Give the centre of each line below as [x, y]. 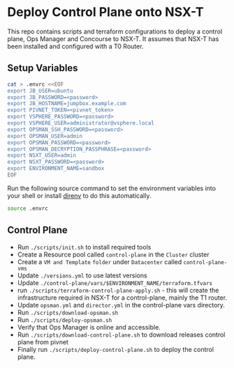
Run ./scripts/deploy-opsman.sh [65, 320]
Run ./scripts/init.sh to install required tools [84, 247]
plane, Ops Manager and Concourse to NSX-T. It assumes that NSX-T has [113, 38]
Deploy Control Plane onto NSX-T [105, 12]
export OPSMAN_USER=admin [45, 136]
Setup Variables [43, 68]
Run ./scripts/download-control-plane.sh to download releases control [121, 335]
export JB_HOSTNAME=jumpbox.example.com [67, 104]
